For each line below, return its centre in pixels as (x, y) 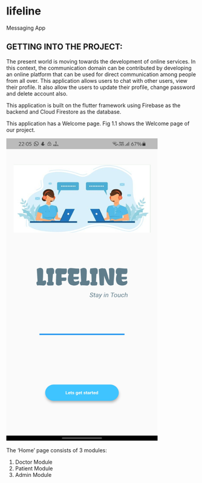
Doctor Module (34, 462)
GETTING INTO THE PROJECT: (64, 47)
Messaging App (26, 28)
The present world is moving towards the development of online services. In (101, 61)
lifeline (24, 11)
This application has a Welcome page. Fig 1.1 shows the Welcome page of (98, 123)
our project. (21, 130)
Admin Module (33, 475)
